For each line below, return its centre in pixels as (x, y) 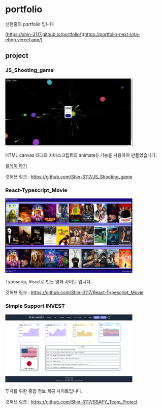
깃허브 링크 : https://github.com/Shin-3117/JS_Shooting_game (69, 177)
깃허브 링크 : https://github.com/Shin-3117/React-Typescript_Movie (74, 292)
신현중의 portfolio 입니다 (30, 24)
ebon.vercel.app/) (24, 40)
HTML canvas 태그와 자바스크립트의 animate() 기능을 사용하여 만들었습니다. (81, 155)
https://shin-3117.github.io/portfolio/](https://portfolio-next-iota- (73, 34)
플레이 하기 (16, 166)
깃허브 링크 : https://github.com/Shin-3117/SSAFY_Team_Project (72, 402)
